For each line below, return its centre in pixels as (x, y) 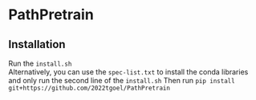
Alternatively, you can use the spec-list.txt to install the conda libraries (128, 72)
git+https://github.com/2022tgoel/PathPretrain (89, 88)
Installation (37, 44)
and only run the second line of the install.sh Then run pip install (122, 80)
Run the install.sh (40, 63)
